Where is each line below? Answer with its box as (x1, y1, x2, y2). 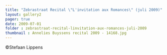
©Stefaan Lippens (5, 44, 43, 50)
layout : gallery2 (5, 12, 42, 17)
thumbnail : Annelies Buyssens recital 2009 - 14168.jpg (5, 30, 127, 35)
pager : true (5, 16, 30, 21)
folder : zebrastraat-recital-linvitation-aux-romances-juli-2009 (5, 26, 147, 31)
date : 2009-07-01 (5, 21, 42, 26)
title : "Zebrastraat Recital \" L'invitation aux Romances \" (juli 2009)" (5, 7, 163, 12)
